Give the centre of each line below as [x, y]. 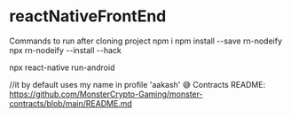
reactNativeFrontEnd [88, 16]
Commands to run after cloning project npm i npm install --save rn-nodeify [145, 41]
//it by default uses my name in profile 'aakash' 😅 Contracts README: [138, 84]
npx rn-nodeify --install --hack [65, 50]
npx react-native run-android [62, 67]
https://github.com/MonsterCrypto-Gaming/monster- [106, 94]
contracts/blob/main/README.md [71, 103]
